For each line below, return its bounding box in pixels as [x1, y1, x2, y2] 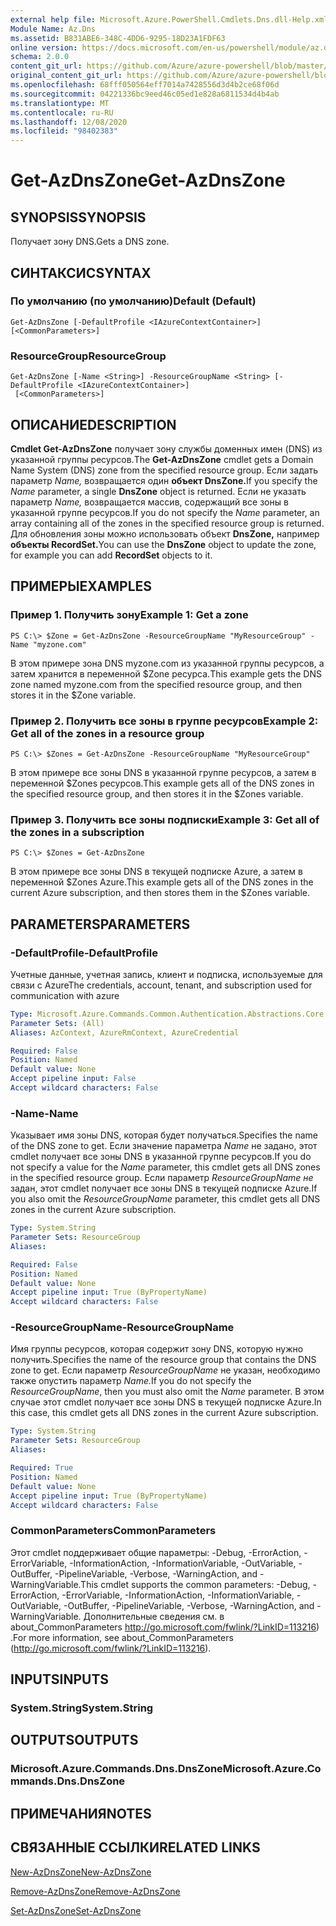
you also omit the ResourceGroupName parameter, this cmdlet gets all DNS [10, 1193, 321, 1205]
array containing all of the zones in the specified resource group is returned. [10, 517, 325, 529]
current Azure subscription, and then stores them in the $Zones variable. [10, 887, 310, 899]
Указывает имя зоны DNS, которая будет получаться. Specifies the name [10, 1129, 318, 1141]
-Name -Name [10, 1106, 79, 1120]
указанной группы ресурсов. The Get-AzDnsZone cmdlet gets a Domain [10, 453, 314, 465]
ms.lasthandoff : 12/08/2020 [10, 117, 128, 127]
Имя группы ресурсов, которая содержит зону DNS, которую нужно [10, 1343, 304, 1355]
